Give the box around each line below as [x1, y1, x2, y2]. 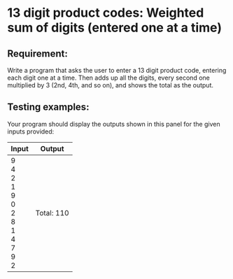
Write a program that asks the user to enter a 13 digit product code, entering [7, 66, 227, 74]
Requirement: [7, 48, 69, 59]
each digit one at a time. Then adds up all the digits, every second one [7, 73, 210, 82]
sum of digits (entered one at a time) [7, 20, 223, 36]
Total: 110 [35, 208, 69, 217]
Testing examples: [7, 101, 90, 113]
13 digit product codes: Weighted [7, 5, 204, 21]
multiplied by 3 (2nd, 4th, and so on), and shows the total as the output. [7, 81, 213, 89]
